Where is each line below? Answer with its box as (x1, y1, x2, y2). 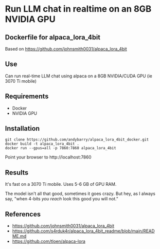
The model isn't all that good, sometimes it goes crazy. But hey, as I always (5, 191, 156, 196)
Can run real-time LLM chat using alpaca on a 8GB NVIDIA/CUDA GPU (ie (5, 73, 152, 79)
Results (5, 168, 29, 177)
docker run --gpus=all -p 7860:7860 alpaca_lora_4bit (5, 146, 117, 151)
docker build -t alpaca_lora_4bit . (5, 142, 79, 146)
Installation (5, 124, 40, 133)
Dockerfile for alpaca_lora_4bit (5, 33, 101, 41)
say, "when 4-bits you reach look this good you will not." (5, 196, 118, 202)
